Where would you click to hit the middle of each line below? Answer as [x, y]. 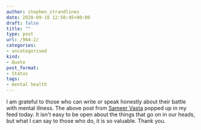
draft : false [23, 23]
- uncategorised [27, 51]
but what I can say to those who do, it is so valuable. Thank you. [86, 121]
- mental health [27, 85]
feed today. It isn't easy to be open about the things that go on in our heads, [101, 114]
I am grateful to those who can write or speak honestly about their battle [96, 102]
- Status [17, 73]
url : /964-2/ [23, 40]
